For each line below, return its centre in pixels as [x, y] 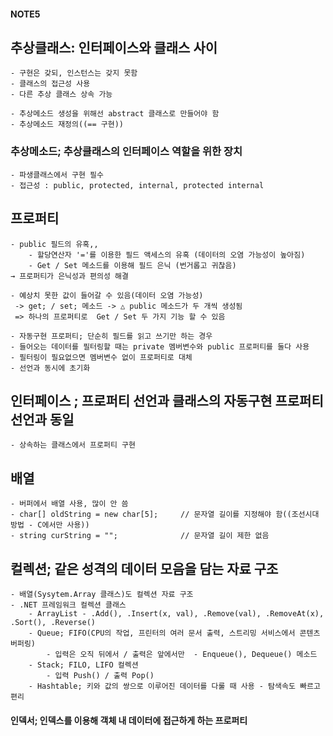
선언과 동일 [42, 419]
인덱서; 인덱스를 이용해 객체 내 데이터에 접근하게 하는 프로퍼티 [129, 720]
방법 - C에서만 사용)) [50, 525]
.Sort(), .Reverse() [53, 622]
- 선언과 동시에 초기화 [50, 368]
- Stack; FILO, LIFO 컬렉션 [83, 665]
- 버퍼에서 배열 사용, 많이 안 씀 [69, 504]
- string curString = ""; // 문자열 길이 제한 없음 [140, 536]
